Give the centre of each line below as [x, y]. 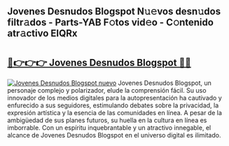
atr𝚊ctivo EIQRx [42, 33]
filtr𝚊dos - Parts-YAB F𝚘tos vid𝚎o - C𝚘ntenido [110, 23]
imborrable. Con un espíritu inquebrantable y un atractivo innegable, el [109, 128]
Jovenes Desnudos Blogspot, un [165, 83]
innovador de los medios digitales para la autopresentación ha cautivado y [114, 98]
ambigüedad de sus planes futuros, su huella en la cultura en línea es [107, 120]
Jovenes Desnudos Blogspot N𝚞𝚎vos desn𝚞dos [114, 12]
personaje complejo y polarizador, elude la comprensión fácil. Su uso [107, 90]
